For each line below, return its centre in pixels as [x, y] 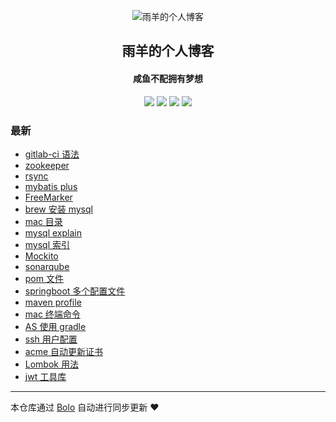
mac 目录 [43, 221]
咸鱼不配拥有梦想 [168, 78]
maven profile [53, 302]
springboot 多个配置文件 [75, 291]
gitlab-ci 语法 [52, 154]
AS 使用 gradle [55, 326]
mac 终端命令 [52, 314]
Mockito [41, 256]
